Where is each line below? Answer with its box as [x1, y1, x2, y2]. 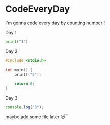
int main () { [5, 67, 33, 72]
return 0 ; [14, 81, 35, 86]
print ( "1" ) [5, 39, 28, 44]
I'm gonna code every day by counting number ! [5, 20, 105, 26]
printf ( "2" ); [14, 72, 42, 77]
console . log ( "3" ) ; [5, 105, 44, 110]
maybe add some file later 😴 [5, 114, 68, 120]
